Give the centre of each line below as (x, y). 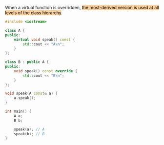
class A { (15, 30)
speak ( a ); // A (29, 129)
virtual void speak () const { (45, 40)
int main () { (18, 111)
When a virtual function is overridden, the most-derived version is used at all (82, 8)
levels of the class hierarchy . (34, 13)
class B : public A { (27, 62)
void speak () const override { (46, 71)
